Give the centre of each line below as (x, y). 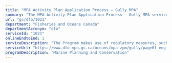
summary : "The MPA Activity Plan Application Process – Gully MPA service (87, 15)
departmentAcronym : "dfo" (33, 29)
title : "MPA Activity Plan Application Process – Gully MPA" (72, 10)
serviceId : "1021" (25, 34)
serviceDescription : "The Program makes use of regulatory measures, (81, 43)
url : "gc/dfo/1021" (26, 19)
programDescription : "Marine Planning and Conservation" (67, 52)
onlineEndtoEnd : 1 (25, 39)
